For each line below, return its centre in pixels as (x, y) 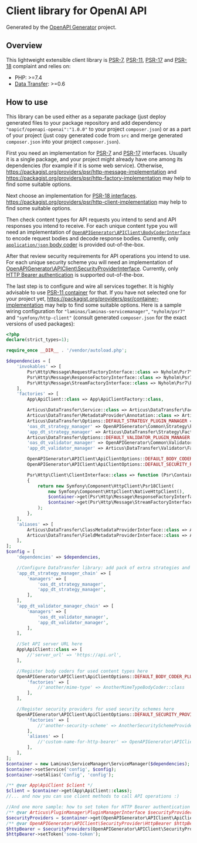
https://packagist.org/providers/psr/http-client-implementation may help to (96, 202)
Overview (24, 46)
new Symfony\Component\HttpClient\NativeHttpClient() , (116, 492)
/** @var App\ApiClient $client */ (50, 785)
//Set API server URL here (50, 644)
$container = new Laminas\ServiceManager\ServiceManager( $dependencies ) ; (98, 764)
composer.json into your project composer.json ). (63, 141)
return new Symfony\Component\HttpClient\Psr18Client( (106, 486)
